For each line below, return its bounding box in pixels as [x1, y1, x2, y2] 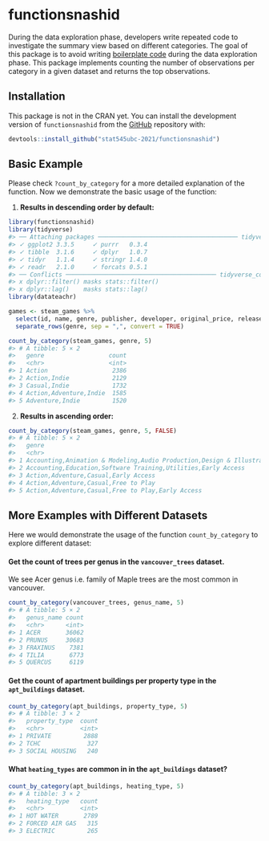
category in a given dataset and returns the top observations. [8, 66, 211, 76]
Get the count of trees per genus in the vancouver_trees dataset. [8, 557, 225, 566]
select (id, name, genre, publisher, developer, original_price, [15, 315, 235, 323]
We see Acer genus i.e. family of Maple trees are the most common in [8, 574, 239, 584]
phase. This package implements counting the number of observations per [8, 58, 255, 67]
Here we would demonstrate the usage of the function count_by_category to [8, 530, 259, 540]
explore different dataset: [8, 538, 92, 548]
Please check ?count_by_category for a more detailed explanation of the [8, 178, 246, 188]
